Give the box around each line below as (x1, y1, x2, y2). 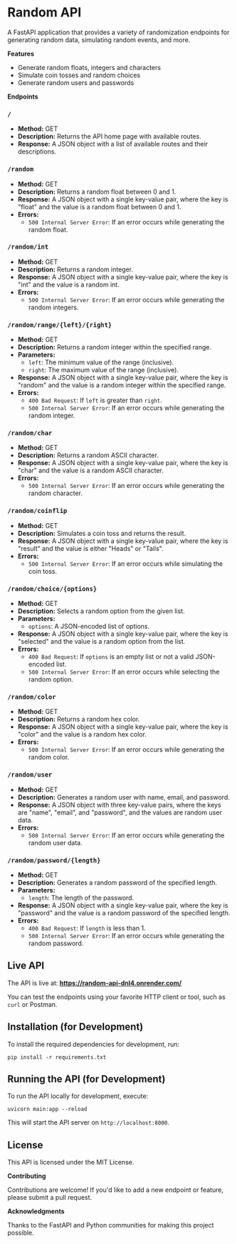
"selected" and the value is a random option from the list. (17, 637, 186, 646)
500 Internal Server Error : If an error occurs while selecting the (28, 667, 220, 676)
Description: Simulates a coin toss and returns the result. (17, 529, 186, 537)
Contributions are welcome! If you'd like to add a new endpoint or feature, (7, 1185, 224, 1194)
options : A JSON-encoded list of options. (28, 622, 150, 631)
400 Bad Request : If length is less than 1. (28, 923, 146, 932)
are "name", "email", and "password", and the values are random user (17, 808, 222, 817)
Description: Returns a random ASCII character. (17, 451, 159, 459)
